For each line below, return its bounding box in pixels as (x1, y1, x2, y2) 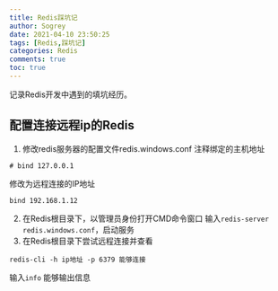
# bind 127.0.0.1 (9, 161, 74, 171)
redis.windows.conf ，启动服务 (22, 224, 135, 234)
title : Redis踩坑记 (9, 13, 78, 22)
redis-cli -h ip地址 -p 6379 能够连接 (9, 255, 146, 264)
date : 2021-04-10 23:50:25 (9, 30, 110, 39)
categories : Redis (9, 47, 78, 56)
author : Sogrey (9, 22, 66, 31)
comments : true (9, 55, 66, 64)
